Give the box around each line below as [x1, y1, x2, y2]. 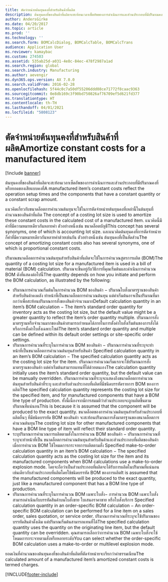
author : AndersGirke [5, 17, 48, 22]
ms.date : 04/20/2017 [5, 21, 48, 27]
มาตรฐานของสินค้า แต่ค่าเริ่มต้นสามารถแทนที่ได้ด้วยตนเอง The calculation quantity [12, 364, 156, 370]
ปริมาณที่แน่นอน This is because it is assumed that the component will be [12, 403, 156, 409]
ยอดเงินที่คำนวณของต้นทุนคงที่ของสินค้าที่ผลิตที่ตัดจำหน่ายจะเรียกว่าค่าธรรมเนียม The [5, 550, 144, 556]
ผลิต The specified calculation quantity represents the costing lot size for [12, 386, 160, 393]
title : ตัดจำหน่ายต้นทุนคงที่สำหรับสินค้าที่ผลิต [5, 7, 75, 13]
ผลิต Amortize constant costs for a [5, 142, 146, 154]
